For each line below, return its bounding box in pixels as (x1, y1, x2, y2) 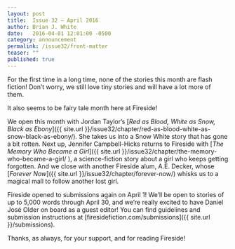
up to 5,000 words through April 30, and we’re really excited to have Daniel (7, 198, 224, 206)
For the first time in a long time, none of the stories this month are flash (7, 75, 213, 83)
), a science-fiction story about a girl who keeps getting (67, 154, 229, 163)
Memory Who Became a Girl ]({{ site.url (7, 147, 121, 155)
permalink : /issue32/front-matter (7, 43, 109, 50)
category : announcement (7, 36, 77, 43)
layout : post (7, 10, 46, 18)
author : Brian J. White (7, 23, 77, 30)
